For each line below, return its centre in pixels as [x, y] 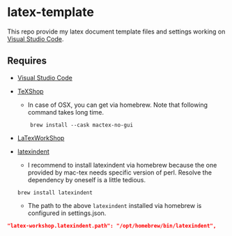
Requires [27, 61]
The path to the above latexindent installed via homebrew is [115, 205]
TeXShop [30, 91]
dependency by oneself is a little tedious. [87, 179]
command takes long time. [66, 112]
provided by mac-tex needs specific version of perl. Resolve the [120, 172]
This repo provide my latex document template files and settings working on [116, 31]
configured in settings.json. [67, 213]
